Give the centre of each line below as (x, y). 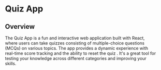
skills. (11, 64)
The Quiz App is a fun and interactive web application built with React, (75, 38)
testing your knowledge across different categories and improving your (76, 58)
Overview (20, 27)
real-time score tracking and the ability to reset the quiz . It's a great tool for (80, 53)
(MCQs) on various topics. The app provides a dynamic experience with (77, 48)
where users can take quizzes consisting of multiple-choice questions (75, 43)
